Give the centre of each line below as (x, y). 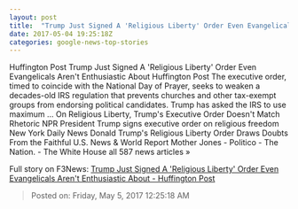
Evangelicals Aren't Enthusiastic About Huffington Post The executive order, (148, 77)
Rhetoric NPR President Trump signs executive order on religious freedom (144, 124)
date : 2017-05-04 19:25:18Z (61, 34)
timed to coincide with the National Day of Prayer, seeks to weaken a (135, 86)
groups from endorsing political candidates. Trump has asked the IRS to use (148, 105)
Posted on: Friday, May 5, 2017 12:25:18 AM (110, 196)
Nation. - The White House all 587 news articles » (100, 152)
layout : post (33, 17)
